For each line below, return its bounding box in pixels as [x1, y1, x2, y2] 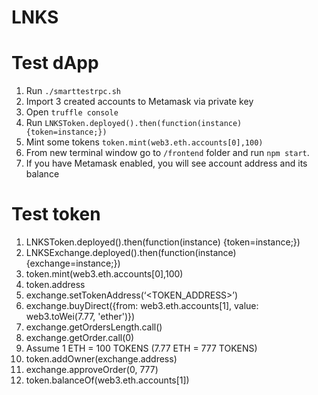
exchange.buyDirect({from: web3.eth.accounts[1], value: [25, 300, 259, 312]
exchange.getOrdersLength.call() [25, 321, 163, 333]
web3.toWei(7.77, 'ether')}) [25, 311, 136, 323]
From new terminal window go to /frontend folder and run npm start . [25, 147, 310, 159]
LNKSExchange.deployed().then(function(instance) [25, 247, 237, 259]
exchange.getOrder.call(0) [25, 332, 135, 344]
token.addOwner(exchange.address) [25, 353, 178, 365]
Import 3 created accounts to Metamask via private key [25, 96, 254, 108]
